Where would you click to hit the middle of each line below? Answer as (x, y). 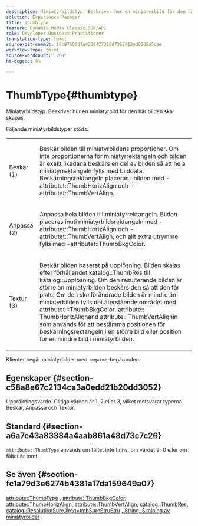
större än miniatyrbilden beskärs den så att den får (109, 288)
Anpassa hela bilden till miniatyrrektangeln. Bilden (108, 215)
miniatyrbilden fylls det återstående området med (108, 303)
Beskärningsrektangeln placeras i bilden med (102, 179)
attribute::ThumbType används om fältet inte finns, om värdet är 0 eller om (97, 450)
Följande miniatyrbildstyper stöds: (47, 129)
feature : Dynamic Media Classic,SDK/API (57, 28)
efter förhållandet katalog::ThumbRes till (95, 273)
